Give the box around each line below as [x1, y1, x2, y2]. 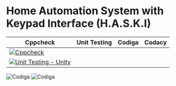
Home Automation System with [6, 4, 164, 18]
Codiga [118, 38, 139, 46]
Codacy [144, 38, 167, 46]
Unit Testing [76, 38, 112, 46]
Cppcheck [24, 38, 55, 46]
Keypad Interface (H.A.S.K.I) [6, 17, 151, 30]
